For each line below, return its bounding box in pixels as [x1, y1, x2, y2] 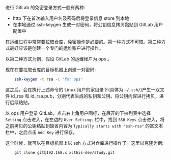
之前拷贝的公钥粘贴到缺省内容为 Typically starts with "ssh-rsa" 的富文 [5, 122, 159, 129]
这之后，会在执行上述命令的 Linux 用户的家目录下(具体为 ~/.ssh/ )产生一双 [5, 86, 160, 92]
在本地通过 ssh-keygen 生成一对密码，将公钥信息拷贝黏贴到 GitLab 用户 [12, 22, 163, 27]
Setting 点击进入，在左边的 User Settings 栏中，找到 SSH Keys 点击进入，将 [5, 116, 165, 122]
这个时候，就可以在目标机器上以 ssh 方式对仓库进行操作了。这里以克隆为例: [5, 140, 164, 146]
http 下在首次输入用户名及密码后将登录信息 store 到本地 [12, 15, 130, 21]
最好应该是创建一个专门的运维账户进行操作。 [9, 45, 103, 51]
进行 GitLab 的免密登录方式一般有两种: [5, 5, 85, 10]
